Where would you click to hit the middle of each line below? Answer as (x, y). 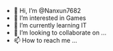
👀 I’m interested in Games (50, 18)
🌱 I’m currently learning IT (50, 25)
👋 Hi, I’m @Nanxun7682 (47, 11)
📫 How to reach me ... (45, 40)
